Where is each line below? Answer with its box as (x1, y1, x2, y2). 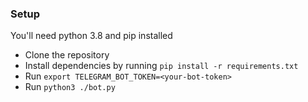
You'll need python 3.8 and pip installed (10, 30, 173, 42)
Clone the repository (24, 49, 110, 61)
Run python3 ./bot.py (24, 81, 116, 93)
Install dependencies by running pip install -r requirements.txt (24, 60, 299, 72)
